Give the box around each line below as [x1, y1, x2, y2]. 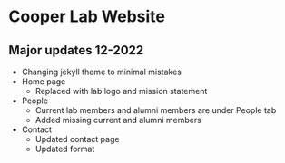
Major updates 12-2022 [8, 43, 144, 58]
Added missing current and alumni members [34, 115, 201, 125]
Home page [21, 76, 66, 87]
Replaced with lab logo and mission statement [34, 86, 208, 96]
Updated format [34, 143, 95, 154]
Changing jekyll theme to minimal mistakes [21, 66, 182, 77]
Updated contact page [34, 134, 120, 144]
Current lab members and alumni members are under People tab [34, 105, 277, 115]
